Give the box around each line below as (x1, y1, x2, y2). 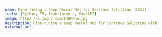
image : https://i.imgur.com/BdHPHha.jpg (5, 16, 88, 21)
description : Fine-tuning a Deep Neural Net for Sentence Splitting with (5, 20, 158, 25)
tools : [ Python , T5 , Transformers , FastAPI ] (5, 12, 97, 16)
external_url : (5, 25, 34, 30)
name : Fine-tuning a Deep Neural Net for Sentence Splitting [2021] (5, 7, 146, 12)
